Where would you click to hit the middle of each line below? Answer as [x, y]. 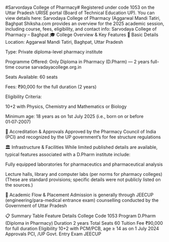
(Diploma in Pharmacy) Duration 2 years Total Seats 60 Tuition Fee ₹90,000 [84, 223]
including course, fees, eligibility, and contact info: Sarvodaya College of [81, 29]
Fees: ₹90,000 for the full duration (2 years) [51, 87]
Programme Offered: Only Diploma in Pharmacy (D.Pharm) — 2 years [77, 62]
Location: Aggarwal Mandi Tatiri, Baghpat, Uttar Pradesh [64, 42]
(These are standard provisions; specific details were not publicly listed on [83, 179]
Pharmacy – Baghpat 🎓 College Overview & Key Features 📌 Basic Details [82, 35]
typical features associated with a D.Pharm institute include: [68, 154]
